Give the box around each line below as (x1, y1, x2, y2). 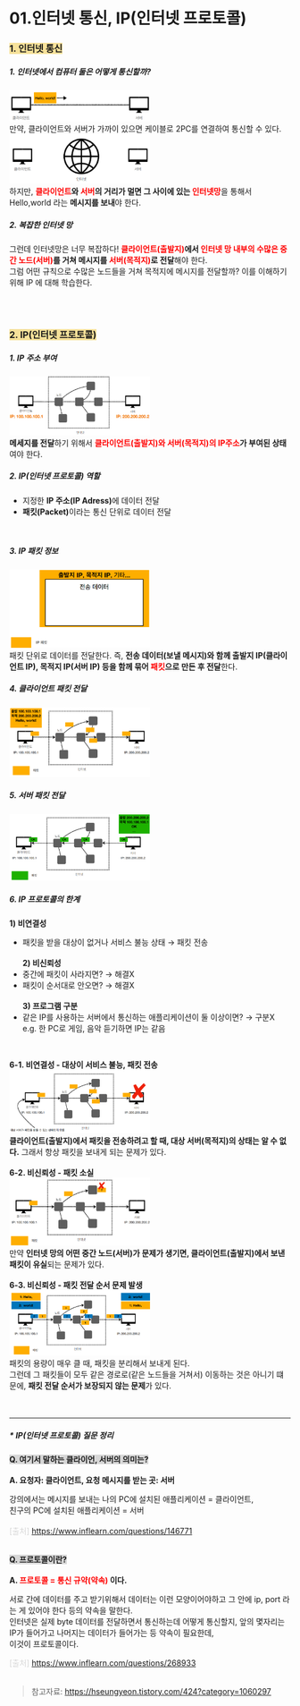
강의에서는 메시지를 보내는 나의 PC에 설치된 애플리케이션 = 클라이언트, (9, 1494, 254, 1505)
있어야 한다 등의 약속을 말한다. (28, 1605, 133, 1616)
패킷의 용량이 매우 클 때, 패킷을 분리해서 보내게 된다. (9, 1358, 190, 1369)
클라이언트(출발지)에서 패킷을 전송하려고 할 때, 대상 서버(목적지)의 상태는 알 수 (9, 1135, 279, 1146)
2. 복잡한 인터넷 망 (9, 219, 73, 230)
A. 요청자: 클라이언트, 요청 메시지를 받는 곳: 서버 (9, 1475, 176, 1486)
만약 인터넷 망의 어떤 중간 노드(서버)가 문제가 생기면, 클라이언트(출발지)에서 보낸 (9, 1247, 286, 1258)
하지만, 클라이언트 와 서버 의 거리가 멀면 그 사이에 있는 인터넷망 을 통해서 (9, 186, 253, 197)
